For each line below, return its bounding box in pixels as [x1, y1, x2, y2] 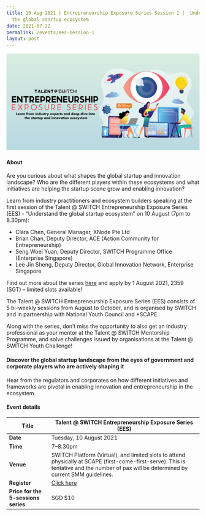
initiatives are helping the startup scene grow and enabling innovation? [6, 185, 185, 192]
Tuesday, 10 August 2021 [51, 434, 118, 441]
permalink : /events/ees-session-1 [6, 29, 95, 36]
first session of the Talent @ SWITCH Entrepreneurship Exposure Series [6, 203, 188, 211]
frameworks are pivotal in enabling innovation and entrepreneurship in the [6, 383, 193, 390]
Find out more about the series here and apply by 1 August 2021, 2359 [6, 279, 184, 287]
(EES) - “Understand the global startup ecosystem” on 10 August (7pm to [6, 210, 191, 218]
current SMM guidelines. [51, 471, 113, 478]
